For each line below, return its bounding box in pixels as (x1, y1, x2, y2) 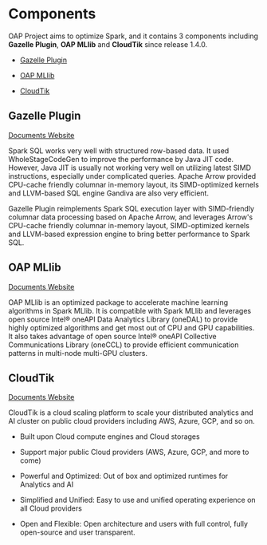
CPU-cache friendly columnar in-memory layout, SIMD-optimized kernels (8, 220, 249, 230)
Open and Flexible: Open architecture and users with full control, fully (19, 519, 249, 529)
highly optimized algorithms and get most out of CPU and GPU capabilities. (8, 322, 255, 332)
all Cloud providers (19, 504, 82, 513)
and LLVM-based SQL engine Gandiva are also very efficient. (8, 188, 210, 198)
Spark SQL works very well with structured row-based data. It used (8, 145, 230, 156)
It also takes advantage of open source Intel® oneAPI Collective (8, 331, 217, 341)
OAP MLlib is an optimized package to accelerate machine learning (8, 297, 229, 307)
